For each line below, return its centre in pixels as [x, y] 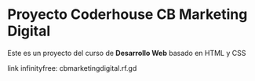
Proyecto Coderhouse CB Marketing [127, 15]
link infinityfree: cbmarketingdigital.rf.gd [72, 68]
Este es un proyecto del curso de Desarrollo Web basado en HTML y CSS [127, 53]
